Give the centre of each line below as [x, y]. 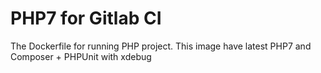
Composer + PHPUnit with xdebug [81, 56]
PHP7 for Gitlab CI [86, 18]
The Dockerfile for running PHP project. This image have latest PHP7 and [161, 46]
